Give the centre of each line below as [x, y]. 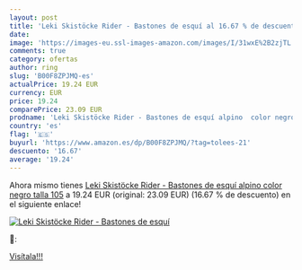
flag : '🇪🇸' [31, 135]
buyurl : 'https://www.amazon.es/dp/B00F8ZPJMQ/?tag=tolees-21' [130, 143]
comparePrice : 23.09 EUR [56, 109]
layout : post [34, 17]
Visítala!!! [26, 256]
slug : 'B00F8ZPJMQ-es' [52, 76]
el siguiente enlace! [45, 204]
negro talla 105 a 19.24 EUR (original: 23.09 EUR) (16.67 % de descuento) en [150, 195]
